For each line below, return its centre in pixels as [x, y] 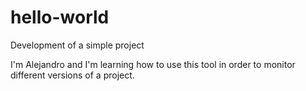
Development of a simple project [77, 45]
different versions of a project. [72, 75]
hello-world [60, 17]
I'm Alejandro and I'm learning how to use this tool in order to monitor [153, 64]
